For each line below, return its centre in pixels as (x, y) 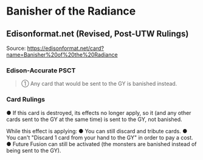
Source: (16, 48)
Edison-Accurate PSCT (41, 70)
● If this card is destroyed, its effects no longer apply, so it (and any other (99, 113)
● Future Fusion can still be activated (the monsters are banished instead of (101, 144)
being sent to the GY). (34, 150)
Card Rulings (26, 100)
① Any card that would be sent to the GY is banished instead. (99, 84)
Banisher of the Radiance (71, 11)
